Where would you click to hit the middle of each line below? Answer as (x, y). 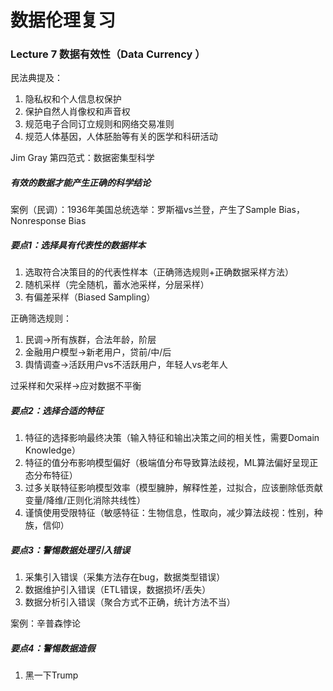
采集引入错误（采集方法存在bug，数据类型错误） (125, 577)
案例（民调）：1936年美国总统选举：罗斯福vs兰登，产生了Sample (143, 210)
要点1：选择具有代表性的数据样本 (78, 245)
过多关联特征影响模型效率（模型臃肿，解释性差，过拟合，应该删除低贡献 (173, 488)
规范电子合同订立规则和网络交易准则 (99, 124)
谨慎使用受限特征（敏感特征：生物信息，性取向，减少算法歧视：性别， (169, 513)
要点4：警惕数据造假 (53, 648)
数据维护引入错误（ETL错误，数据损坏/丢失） (118, 590)
